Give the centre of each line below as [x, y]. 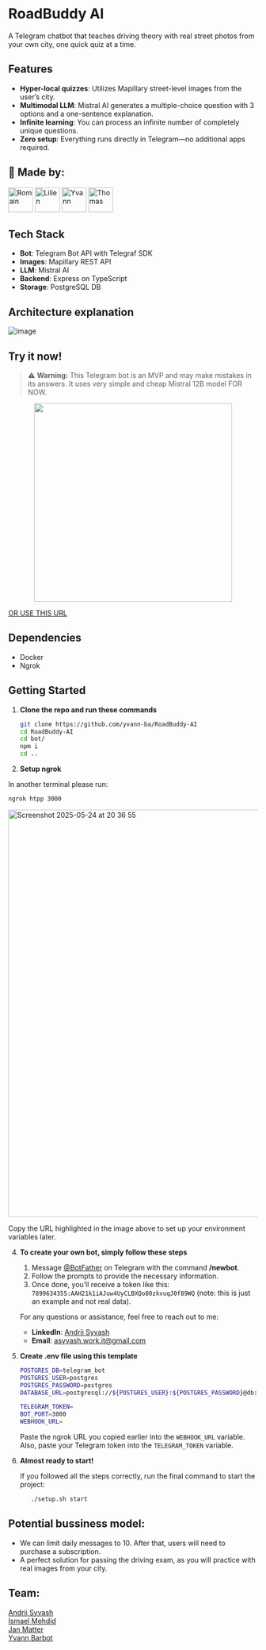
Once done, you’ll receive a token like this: [101, 1284]
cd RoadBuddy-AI [46, 731]
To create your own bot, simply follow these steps [103, 1252]
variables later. [32, 1236]
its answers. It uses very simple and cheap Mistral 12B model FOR [135, 384]
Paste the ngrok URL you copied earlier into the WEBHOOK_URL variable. [132, 1437]
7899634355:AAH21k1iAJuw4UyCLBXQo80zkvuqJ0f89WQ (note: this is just [141, 1293]
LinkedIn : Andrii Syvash [70, 1332]
